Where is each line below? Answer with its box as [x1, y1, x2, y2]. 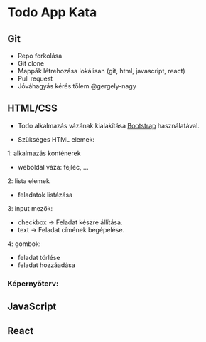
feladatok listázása [17, 190, 73, 199]
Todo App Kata [7, 4, 97, 21]
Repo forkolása [17, 51, 63, 60]
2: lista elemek [7, 176, 50, 185]
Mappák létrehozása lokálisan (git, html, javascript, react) [17, 67, 186, 75]
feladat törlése [17, 253, 60, 261]
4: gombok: [7, 239, 41, 248]
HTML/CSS [7, 103, 58, 115]
